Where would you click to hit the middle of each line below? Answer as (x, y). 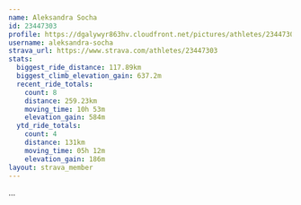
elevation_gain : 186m (65, 159)
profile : (25, 34)
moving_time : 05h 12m (65, 150)
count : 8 (41, 92)
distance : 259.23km (61, 101)
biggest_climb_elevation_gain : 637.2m (89, 76)
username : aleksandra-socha (61, 43)
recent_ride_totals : (55, 84)
